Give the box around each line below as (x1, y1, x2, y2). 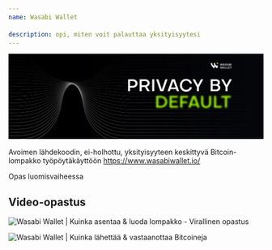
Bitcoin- (210, 147, 237, 157)
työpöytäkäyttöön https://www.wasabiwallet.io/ (43, 156, 201, 166)
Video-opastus (8, 195, 87, 209)
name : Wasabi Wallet (8, 13, 79, 21)
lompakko (8, 156, 42, 166)
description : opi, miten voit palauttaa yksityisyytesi (8, 30, 201, 38)
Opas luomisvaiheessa (8, 171, 84, 182)
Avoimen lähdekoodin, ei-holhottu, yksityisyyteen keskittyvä (8, 147, 209, 157)
